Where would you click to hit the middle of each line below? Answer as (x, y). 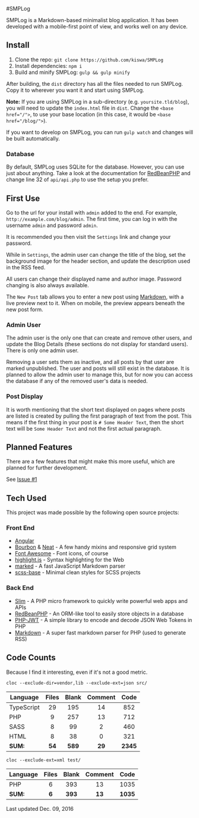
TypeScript (24, 707)
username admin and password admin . (52, 225)
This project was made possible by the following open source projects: (93, 512)
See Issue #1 (22, 480)
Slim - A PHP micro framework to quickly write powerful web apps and (101, 601)
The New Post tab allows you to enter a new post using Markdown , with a (95, 297)
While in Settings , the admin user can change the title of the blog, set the (96, 254)
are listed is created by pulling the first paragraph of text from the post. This (99, 416)
